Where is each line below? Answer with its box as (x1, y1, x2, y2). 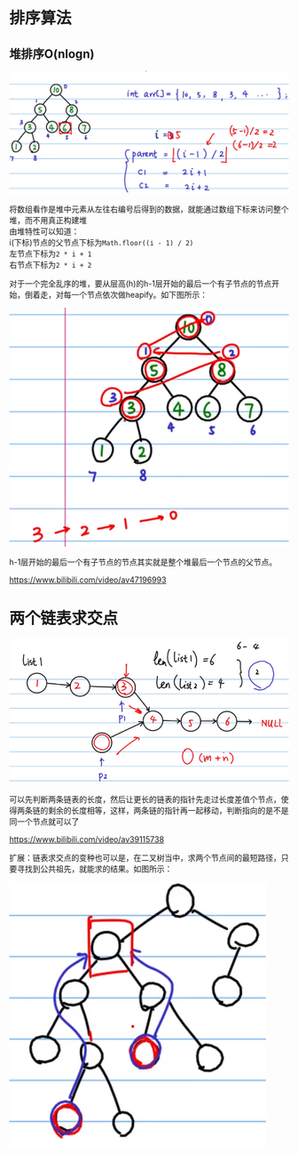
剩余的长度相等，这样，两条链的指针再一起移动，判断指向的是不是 (47, 806, 289, 816)
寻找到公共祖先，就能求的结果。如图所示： (16, 863, 173, 874)
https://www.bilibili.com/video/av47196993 (9, 574, 167, 585)
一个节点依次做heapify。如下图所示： (70, 289, 208, 300)
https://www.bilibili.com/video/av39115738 (9, 834, 165, 845)
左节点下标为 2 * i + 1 (9, 248, 92, 259)
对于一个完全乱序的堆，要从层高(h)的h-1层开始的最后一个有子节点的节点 (9, 277, 272, 289)
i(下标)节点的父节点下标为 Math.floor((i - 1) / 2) (9, 237, 194, 247)
